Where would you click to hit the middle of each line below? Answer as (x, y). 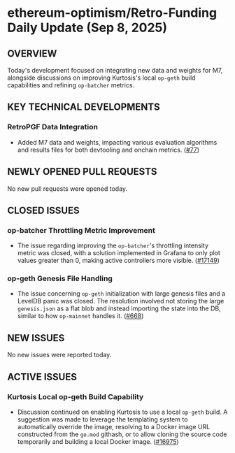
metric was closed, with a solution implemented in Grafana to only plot (119, 253)
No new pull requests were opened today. (67, 188)
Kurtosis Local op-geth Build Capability (76, 396)
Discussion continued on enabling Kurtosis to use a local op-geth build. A (122, 412)
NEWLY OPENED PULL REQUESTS (82, 172)
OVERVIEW (32, 53)
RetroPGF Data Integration (52, 127)
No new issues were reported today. (59, 355)
